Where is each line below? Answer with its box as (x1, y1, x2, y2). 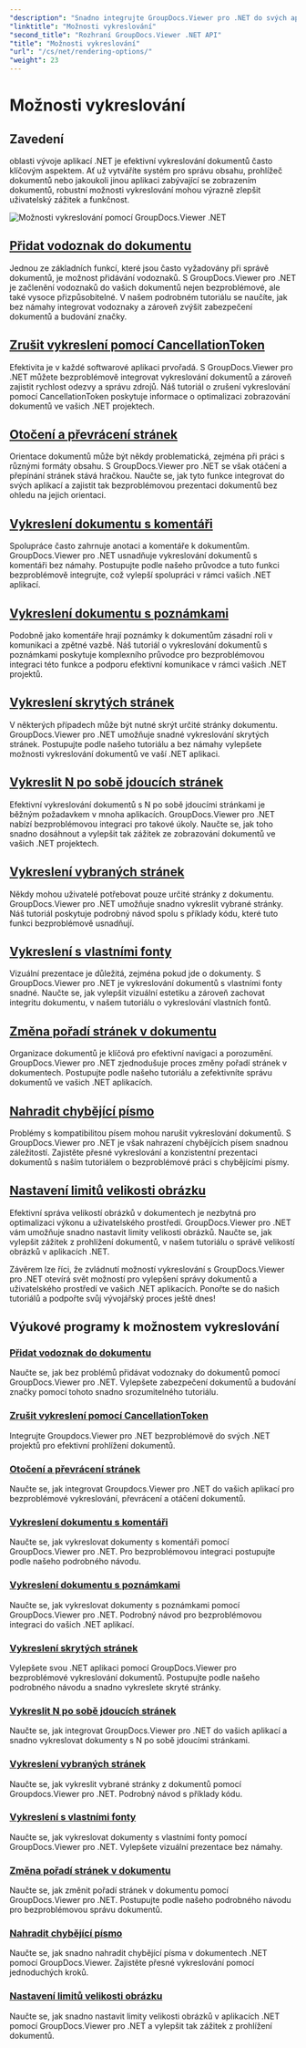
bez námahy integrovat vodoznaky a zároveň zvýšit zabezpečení (9, 301, 253, 312)
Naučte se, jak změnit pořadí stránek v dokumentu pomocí (9, 1885, 229, 1896)
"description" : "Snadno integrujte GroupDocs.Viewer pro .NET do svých (9, 13, 287, 23)
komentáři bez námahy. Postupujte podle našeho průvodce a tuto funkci (9, 560, 280, 571)
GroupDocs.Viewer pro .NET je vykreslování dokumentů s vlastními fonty (9, 978, 282, 989)
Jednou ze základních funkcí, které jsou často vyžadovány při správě (9, 262, 270, 274)
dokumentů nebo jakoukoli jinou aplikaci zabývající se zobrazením (9, 175, 257, 185)
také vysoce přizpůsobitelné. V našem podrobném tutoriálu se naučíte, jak (9, 291, 289, 302)
